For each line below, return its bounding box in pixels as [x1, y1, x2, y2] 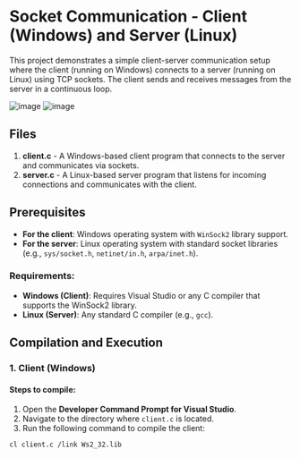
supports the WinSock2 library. [21, 300, 137, 310]
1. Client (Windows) [9, 362, 96, 375]
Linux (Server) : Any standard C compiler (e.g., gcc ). [21, 309, 214, 319]
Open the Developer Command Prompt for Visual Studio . [21, 404, 237, 415]
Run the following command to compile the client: [21, 423, 206, 434]
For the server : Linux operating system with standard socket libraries [21, 238, 279, 249]
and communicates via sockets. [21, 159, 140, 171]
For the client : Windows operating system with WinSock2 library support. [21, 228, 289, 239]
